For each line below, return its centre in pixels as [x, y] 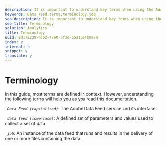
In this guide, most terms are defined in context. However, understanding [80, 94]
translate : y [19, 56]
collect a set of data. [26, 124]
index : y [14, 42]
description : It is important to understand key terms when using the [79, 10]
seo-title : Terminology [30, 24]
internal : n [17, 47]
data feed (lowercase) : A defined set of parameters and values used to [80, 118]
